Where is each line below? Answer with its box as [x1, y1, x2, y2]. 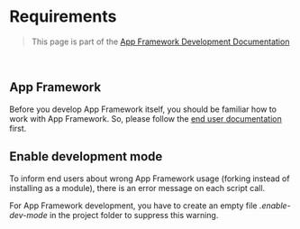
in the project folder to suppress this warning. [49, 209, 219, 220]
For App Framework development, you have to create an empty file [9, 200, 258, 211]
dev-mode [9, 209, 48, 220]
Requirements [9, 6, 117, 27]
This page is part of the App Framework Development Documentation [31, 36, 290, 47]
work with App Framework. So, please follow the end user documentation [9, 113, 282, 124]
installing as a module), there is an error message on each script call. [9, 182, 266, 193]
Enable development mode [9, 149, 163, 164]
